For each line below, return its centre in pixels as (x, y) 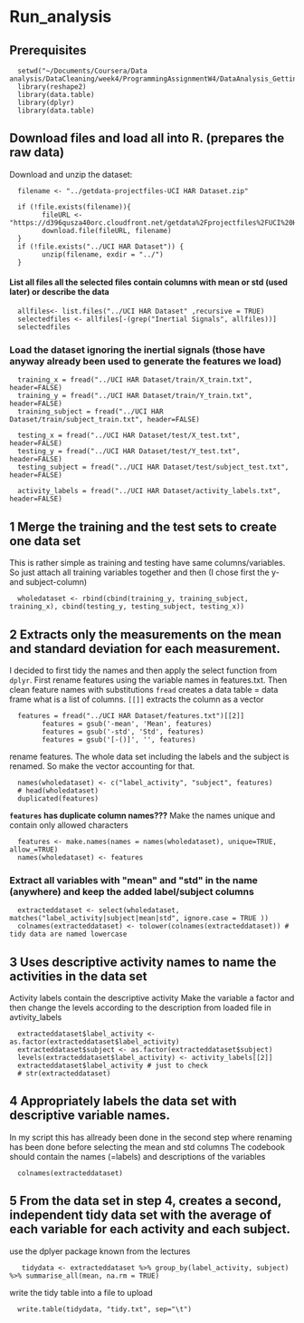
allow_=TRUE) (34, 850)
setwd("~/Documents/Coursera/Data (82, 71)
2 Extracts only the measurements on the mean (146, 634)
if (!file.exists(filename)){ (74, 207)
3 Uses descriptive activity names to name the (143, 962)
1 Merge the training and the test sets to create (143, 526)
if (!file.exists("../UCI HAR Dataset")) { (100, 247)
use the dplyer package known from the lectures (100, 1251)
